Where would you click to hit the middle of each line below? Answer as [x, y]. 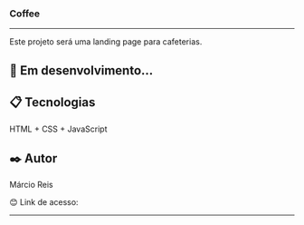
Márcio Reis [32, 185]
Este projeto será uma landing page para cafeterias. [106, 42]
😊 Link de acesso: [44, 202]
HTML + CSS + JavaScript [58, 129]
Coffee [25, 14]
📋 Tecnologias [52, 103]
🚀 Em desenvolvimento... [81, 70]
